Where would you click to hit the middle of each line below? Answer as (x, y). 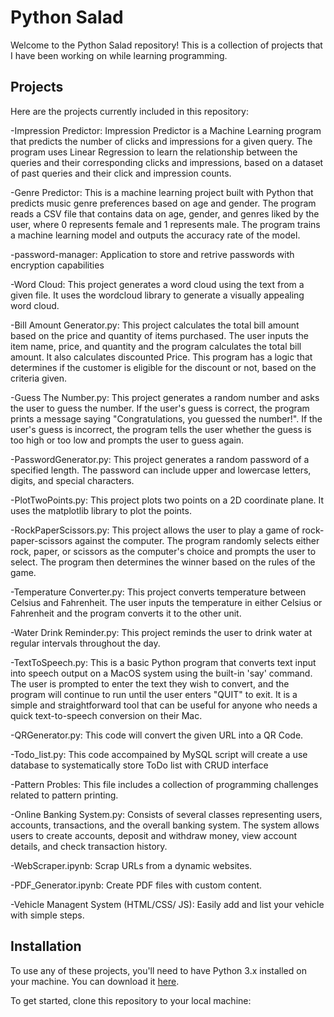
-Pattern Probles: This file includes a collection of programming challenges (164, 784)
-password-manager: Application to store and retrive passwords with (152, 254)
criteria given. (39, 378)
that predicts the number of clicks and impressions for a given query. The (161, 141)
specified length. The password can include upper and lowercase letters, (161, 470)
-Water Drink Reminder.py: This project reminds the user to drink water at (161, 632)
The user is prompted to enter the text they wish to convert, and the (150, 683)
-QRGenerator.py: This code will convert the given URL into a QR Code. (157, 735)
